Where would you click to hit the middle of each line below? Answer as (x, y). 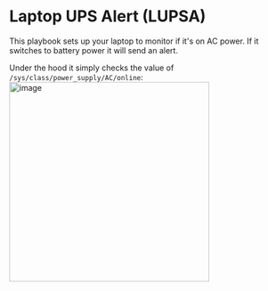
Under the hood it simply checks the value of (92, 68)
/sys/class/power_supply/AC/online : (77, 77)
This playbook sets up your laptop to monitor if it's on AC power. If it (134, 41)
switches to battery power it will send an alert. (93, 50)
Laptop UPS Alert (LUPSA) (108, 16)
